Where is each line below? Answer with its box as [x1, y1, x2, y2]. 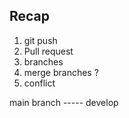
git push [23, 34, 58, 46]
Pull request [23, 45, 74, 57]
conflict [23, 77, 56, 89]
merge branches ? [23, 66, 99, 78]
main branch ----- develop [9, 96, 119, 108]
